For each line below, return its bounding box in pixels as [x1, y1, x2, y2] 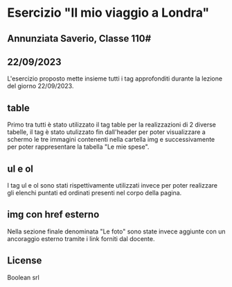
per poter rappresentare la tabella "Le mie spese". [7, 142, 150, 151]
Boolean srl [7, 273, 39, 281]
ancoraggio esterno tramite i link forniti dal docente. [7, 234, 155, 243]
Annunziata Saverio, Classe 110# [7, 33, 152, 44]
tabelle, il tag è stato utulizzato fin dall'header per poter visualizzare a [7, 128, 206, 136]
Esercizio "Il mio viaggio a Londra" [7, 5, 210, 21]
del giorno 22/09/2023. [7, 82, 74, 90]
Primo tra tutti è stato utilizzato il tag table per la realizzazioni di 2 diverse [7, 120, 217, 129]
